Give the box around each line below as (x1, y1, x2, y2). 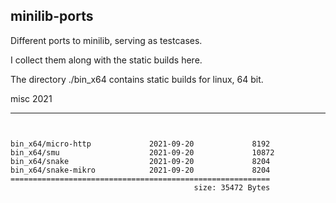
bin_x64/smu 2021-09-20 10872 (10, 147, 275, 158)
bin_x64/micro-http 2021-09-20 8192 (10, 139, 271, 149)
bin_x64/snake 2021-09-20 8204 (10, 156, 271, 166)
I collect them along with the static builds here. (10, 54, 203, 66)
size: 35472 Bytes (193, 182, 271, 193)
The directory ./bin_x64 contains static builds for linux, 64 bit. (10, 73, 264, 85)
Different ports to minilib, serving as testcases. (10, 34, 203, 46)
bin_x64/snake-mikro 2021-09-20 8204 (10, 165, 271, 175)
